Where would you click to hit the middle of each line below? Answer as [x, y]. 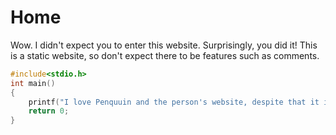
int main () [33, 83]
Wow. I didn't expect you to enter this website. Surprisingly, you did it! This [164, 45]
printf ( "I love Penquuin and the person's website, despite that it [174, 102]
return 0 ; [49, 111]
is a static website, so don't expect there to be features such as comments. [165, 55]
